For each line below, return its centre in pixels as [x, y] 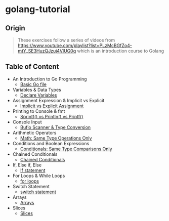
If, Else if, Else [27, 165]
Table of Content [32, 67]
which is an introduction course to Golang [121, 51]
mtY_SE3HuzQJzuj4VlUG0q [47, 51]
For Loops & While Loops [39, 175]
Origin [15, 28]
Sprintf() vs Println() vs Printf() [52, 116]
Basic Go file [33, 84]
